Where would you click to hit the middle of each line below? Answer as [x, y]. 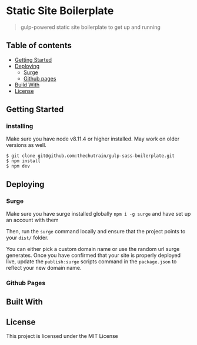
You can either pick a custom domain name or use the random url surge [93, 249]
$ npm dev [18, 166]
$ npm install [24, 161]
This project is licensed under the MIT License [62, 336]
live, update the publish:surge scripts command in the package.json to [91, 262]
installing [20, 126]
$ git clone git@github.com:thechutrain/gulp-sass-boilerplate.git [91, 156]
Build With [27, 85]
